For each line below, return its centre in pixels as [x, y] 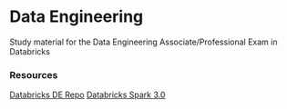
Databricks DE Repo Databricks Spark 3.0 [87, 95]
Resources [34, 74]
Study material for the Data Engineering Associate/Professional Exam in [143, 42]
